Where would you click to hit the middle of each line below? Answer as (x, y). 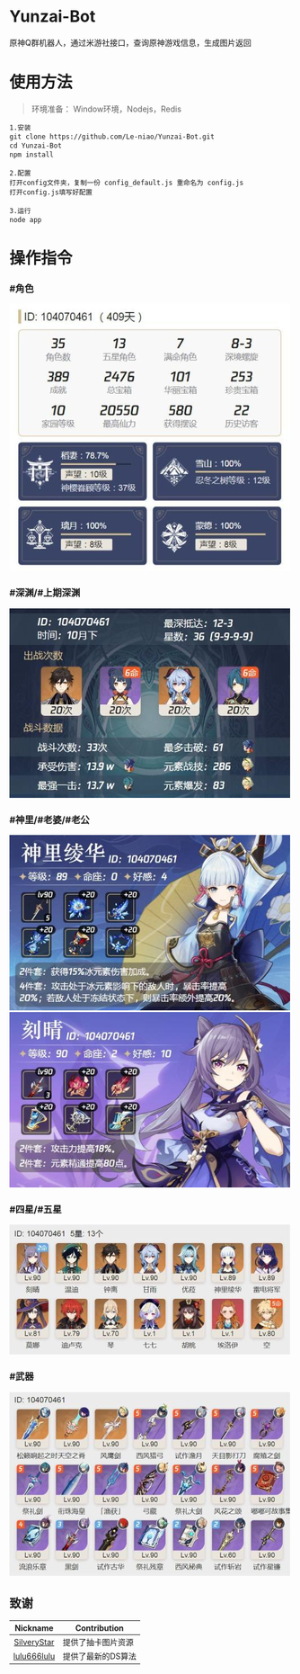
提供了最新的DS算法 (100, 1656)
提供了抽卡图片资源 (98, 1643)
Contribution (99, 1628)
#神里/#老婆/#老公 (49, 819)
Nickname (34, 1628)
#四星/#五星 (36, 1209)
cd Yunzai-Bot (36, 146)
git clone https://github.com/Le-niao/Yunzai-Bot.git (112, 137)
